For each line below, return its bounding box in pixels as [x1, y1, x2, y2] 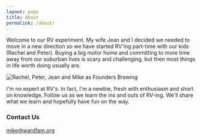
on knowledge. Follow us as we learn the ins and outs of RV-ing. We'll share [6, 91, 194, 99]
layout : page [6, 8, 39, 15]
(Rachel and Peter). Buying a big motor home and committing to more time [6, 49, 190, 56]
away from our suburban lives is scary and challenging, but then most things [6, 55, 196, 63]
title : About [6, 14, 39, 20]
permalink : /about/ [6, 20, 55, 26]
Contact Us [6, 113, 40, 121]
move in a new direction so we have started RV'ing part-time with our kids [6, 43, 189, 50]
